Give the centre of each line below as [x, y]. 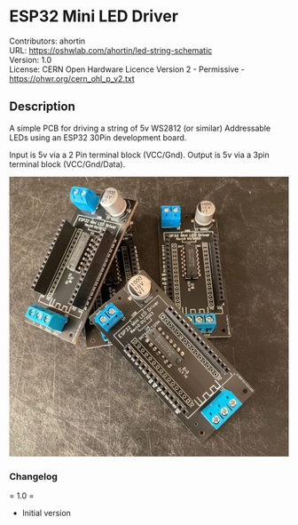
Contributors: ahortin [47, 41]
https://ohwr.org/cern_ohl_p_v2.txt [72, 78]
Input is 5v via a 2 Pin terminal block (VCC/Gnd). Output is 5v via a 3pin [139, 155]
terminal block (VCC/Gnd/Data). [67, 164]
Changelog [33, 476]
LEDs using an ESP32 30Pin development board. [98, 137]
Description [42, 107]
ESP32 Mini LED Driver [94, 16]
